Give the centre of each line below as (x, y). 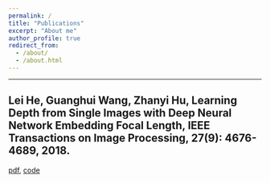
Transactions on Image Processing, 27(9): (115, 138)
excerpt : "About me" (43, 31)
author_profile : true (45, 38)
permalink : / (30, 16)
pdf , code (24, 170)
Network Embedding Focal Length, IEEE (109, 126)
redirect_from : (34, 46)
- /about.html (39, 61)
